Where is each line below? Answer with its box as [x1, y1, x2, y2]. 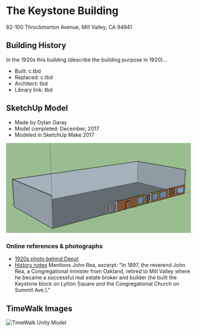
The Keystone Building [6, 4, 119, 18]
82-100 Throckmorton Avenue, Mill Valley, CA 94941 [6, 23, 133, 31]
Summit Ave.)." [14, 286, 51, 294]
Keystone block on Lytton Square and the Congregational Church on [14, 280, 180, 287]
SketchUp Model [6, 103, 69, 113]
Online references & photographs [6, 242, 103, 250]
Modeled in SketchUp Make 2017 [14, 131, 95, 138]
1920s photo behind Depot [14, 255, 79, 262]
